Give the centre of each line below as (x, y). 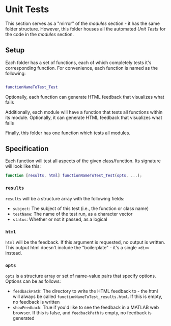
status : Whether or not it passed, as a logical (60, 219)
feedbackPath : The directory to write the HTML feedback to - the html (85, 291)
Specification (27, 149)
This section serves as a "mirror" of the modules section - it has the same (83, 23)
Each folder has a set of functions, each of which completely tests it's (78, 63)
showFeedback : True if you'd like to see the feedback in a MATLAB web (86, 307)
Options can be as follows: (33, 281)
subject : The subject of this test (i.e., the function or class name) (81, 208)
